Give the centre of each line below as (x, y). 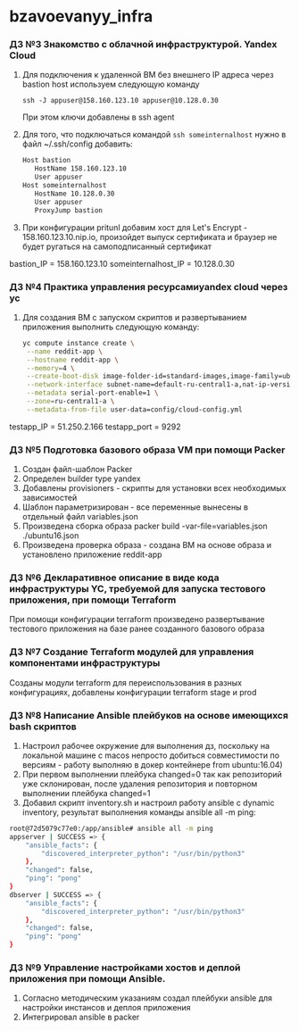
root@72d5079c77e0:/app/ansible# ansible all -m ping (112, 828)
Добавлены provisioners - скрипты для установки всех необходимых (154, 488)
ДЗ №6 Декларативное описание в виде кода (114, 578)
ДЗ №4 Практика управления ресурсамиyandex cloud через (149, 287)
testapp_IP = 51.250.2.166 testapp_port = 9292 (95, 427)
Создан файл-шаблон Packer (77, 470)
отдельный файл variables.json (80, 517)
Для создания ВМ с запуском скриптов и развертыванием (134, 317)
